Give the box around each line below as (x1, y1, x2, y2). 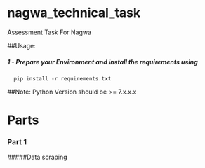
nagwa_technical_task (7, 5, 141, 21)
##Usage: (7, 41, 37, 50)
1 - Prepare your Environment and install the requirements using (7, 57, 198, 66)
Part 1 (7, 137, 27, 147)
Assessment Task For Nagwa (7, 28, 92, 36)
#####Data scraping (7, 153, 68, 162)
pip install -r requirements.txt (13, 75, 112, 82)
